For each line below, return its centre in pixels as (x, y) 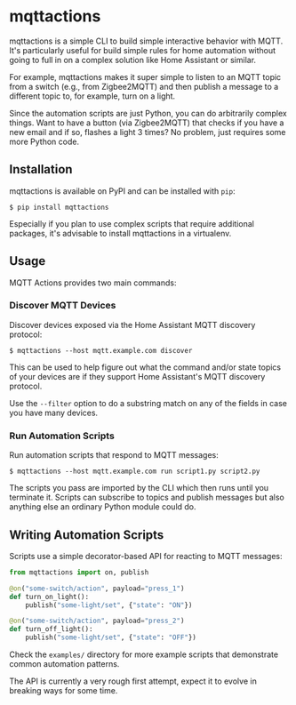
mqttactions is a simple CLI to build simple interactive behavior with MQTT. (146, 41)
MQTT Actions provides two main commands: (93, 283)
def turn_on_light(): (49, 597)
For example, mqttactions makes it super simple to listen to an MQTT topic (145, 76)
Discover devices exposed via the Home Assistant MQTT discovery (132, 324)
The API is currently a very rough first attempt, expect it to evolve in (133, 681)
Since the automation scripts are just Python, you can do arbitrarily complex (148, 113)
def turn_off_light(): (51, 629)
